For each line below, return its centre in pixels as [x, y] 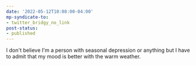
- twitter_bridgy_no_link [38, 22]
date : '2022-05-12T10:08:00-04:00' [50, 11]
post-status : [22, 28]
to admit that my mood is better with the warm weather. [73, 57]
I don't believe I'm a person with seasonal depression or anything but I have [98, 50]
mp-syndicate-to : [27, 17]
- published [21, 34]
